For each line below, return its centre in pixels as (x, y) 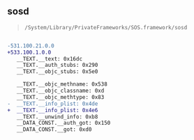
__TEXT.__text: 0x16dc (49, 59)
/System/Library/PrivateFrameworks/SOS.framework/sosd (106, 27)
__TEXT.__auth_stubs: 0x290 (57, 65)
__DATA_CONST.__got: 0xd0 (54, 130)
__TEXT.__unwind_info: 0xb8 (57, 117)
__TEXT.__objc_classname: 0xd (60, 91)
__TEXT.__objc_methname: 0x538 (62, 84)
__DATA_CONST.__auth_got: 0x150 (64, 123)
